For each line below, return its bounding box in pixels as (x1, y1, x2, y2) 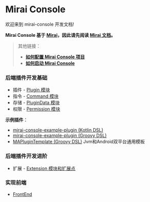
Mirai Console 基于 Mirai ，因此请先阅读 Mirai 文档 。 (5, 32, 116, 38)
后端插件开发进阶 (5, 152, 48, 160)
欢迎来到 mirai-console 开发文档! (5, 21, 74, 27)
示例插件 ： (5, 117, 28, 123)
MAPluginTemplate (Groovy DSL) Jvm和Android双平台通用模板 (12, 139, 145, 145)
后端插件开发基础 (5, 74, 48, 81)
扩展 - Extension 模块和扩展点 (12, 165, 76, 171)
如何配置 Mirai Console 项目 (25, 54, 85, 60)
